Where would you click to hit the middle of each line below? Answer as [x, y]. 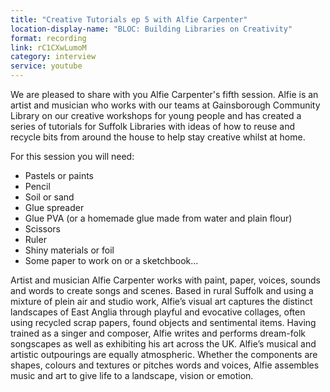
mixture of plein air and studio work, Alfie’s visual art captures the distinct [161, 301]
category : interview [53, 57]
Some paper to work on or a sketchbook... [111, 260]
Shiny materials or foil [69, 250]
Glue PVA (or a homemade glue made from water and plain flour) [158, 218]
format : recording [48, 38]
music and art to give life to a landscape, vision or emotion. [132, 375]
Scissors [43, 229]
